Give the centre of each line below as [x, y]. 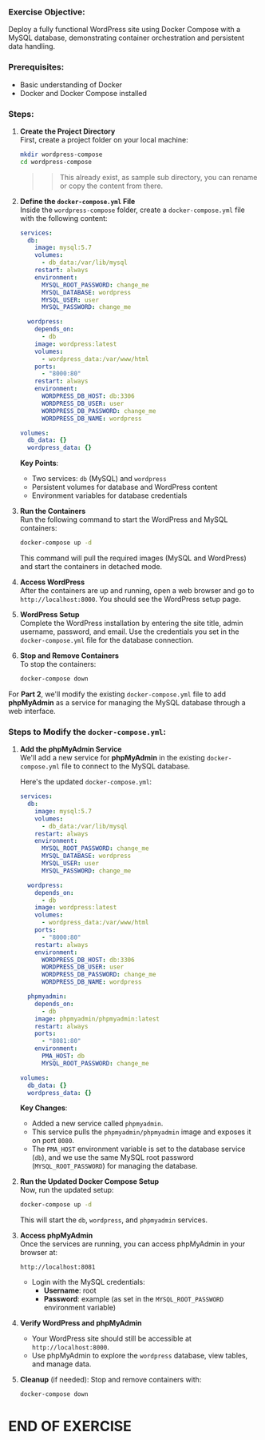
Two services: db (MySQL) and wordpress [99, 479]
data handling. [32, 46]
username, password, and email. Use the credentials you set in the [129, 632]
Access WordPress [52, 582]
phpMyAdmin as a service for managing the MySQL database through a [127, 702]
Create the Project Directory [67, 131]
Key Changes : [44, 1108]
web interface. [32, 711]
